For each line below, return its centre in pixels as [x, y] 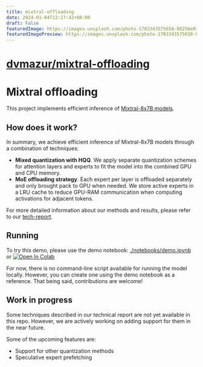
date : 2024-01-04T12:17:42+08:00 [48, 18]
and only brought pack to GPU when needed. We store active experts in [104, 186]
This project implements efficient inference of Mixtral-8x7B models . [90, 109]
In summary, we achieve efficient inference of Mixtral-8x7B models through [100, 142]
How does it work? [42, 127]
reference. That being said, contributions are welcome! [75, 281]
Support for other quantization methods [64, 351]
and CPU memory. [38, 173]
